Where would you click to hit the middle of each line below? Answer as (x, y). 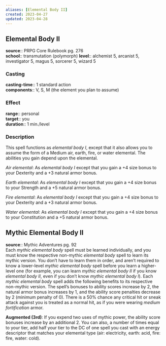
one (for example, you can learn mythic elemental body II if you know (86, 271)
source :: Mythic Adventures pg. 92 (41, 244)
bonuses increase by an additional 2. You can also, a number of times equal (82, 322)
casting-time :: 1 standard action (38, 85)
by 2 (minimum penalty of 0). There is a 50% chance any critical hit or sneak (83, 297)
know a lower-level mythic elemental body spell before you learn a (73, 266)
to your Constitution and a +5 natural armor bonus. (57, 217)
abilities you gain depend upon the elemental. (52, 158)
